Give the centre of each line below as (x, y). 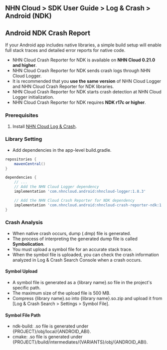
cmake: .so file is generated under (47, 337)
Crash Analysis (24, 223)
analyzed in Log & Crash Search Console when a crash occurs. (77, 260)
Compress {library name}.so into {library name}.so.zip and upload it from (87, 299)
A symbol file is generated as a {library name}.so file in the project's (82, 283)
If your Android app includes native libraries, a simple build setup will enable (83, 45)
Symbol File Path (23, 315)
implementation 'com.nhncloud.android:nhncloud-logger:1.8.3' (80, 192)
